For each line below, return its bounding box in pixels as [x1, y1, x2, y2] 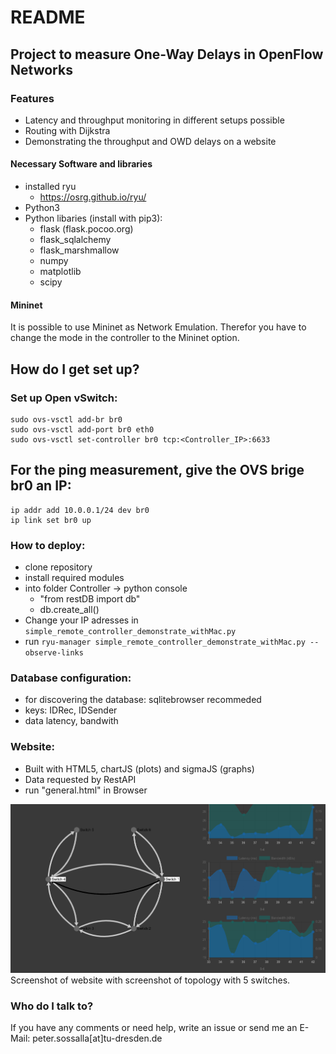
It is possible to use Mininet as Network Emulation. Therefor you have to [10, 321, 307, 333]
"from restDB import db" [39, 593, 141, 605]
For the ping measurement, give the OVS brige [10, 462, 305, 479]
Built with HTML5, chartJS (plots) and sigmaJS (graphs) [24, 762, 255, 775]
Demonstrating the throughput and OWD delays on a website [24, 135, 277, 147]
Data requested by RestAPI [24, 773, 137, 785]
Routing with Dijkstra [24, 124, 111, 136]
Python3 [24, 202, 60, 214]
